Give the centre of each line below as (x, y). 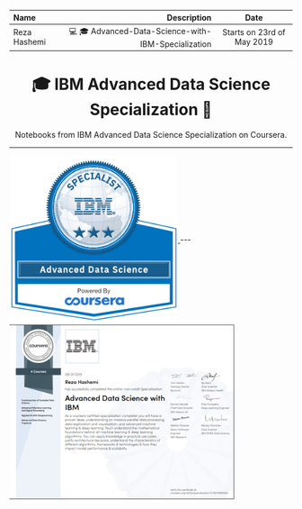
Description (189, 17)
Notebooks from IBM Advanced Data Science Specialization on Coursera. (151, 135)
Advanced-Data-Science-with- (151, 31)
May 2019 (254, 42)
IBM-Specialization (176, 44)
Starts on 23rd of (254, 32)
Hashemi (30, 42)
